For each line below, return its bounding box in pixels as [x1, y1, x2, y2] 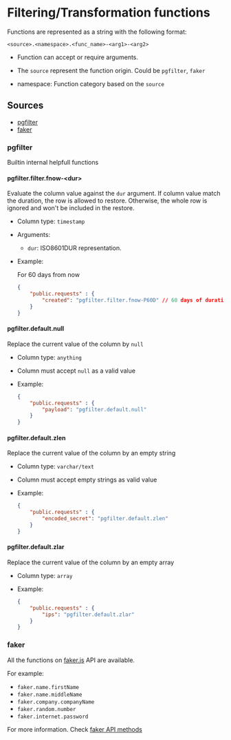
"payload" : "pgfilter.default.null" [42, 406, 147, 413]
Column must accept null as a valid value [16, 367, 136, 375]
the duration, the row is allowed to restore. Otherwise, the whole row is [7, 196, 208, 205]
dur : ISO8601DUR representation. [27, 244, 122, 252]
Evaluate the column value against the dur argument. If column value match [7, 189, 221, 198]
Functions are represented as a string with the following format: [7, 28, 187, 36]
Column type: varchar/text [16, 462, 94, 471]
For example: [7, 669, 45, 677]
